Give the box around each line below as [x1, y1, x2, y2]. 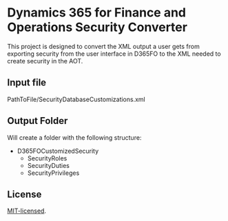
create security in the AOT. [7, 56, 83, 65]
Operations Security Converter [7, 19, 188, 35]
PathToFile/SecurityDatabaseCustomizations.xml [7, 95, 146, 103]
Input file [7, 77, 47, 89]
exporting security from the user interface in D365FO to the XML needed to [7, 50, 222, 58]
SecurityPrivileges [27, 169, 80, 177]
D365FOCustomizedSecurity [17, 147, 99, 155]
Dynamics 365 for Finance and [7, 5, 187, 21]
